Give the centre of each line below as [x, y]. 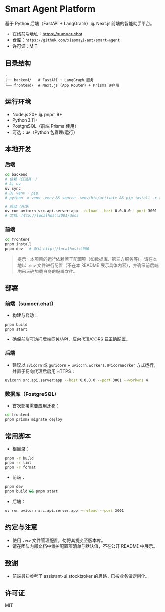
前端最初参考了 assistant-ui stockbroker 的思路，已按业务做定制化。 [81, 576]
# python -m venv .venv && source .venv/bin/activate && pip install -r [81, 198]
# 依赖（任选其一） [22, 179]
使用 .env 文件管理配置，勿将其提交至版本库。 [59, 540]
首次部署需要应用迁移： [36, 406]
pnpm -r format [21, 467]
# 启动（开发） [18, 206]
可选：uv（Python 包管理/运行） [45, 132]
